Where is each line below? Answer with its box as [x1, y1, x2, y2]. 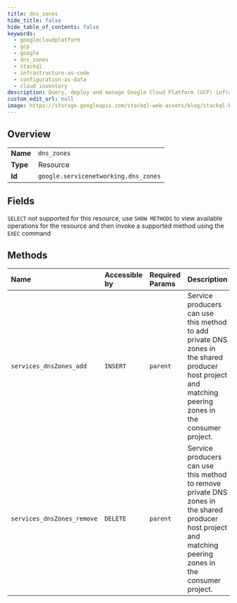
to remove [187, 479, 221, 489]
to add [187, 326, 209, 336]
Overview [7, 128, 51, 140]
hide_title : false [7, 17, 61, 24]
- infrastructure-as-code [13, 69, 90, 76]
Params [149, 279, 176, 289]
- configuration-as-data [13, 75, 87, 83]
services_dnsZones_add [11, 363, 87, 370]
